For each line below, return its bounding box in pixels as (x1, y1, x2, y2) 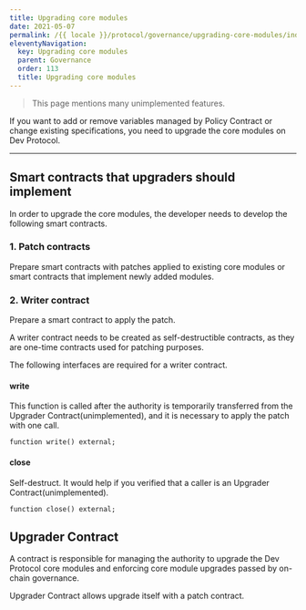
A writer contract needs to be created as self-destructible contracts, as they (9, 332, 295, 343)
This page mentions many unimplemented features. (31, 98, 226, 109)
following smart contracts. (9, 218, 107, 229)
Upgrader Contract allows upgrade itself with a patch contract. (9, 590, 245, 602)
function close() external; (9, 504, 117, 513)
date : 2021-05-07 (9, 22, 76, 31)
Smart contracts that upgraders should (9, 170, 236, 185)
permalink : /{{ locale (9, 30, 96, 39)
